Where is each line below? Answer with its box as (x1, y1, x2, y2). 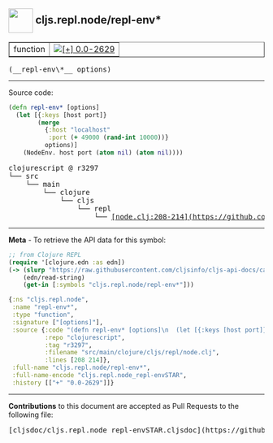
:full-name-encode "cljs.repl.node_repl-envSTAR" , (11, 371, 187, 380)
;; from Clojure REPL (8, 250, 82, 258)
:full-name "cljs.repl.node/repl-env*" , (11, 363, 151, 372)
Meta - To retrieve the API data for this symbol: (8, 235, 167, 245)
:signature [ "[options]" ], (11, 318, 104, 326)
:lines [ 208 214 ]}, (44, 356, 111, 364)
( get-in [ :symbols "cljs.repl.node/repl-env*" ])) (23, 281, 195, 289)
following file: (8, 410, 54, 419)
